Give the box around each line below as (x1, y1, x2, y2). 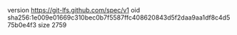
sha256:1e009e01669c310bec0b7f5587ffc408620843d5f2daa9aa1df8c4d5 (7, 13, 231, 22)
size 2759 (38, 21, 67, 29)
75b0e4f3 (7, 21, 37, 29)
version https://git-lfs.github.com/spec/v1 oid (7, 6, 141, 14)
